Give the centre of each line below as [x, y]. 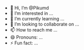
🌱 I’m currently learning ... [37, 19]
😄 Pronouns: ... [26, 37]
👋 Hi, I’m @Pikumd [30, 8]
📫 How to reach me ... [34, 30]
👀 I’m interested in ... [32, 13]
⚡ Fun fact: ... [24, 43]
